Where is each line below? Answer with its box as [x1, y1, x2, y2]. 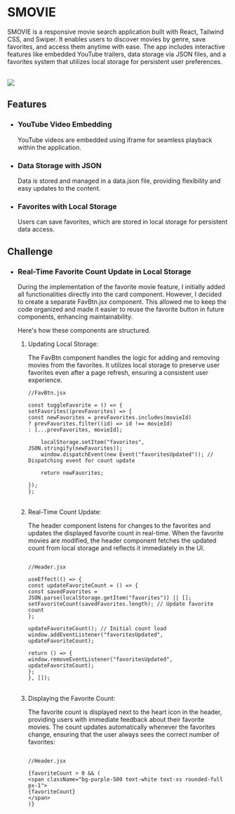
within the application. [17, 143, 82, 151]
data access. [17, 225, 55, 234]
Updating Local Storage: [27, 339, 99, 348]
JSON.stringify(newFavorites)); [27, 445, 123, 452]
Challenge [7, 246, 53, 257]
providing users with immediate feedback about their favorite [27, 715, 205, 723]
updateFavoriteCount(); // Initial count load [27, 625, 167, 632]
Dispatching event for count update [27, 457, 135, 464]
